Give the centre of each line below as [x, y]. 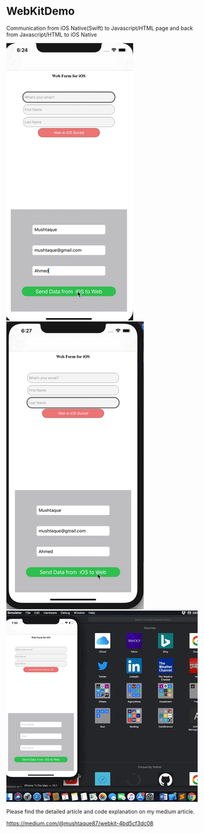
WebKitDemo [40, 11]
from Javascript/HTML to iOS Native [52, 34]
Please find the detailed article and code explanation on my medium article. [100, 811]
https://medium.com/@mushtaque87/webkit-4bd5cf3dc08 [80, 823]
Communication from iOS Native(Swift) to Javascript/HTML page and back [100, 28]
